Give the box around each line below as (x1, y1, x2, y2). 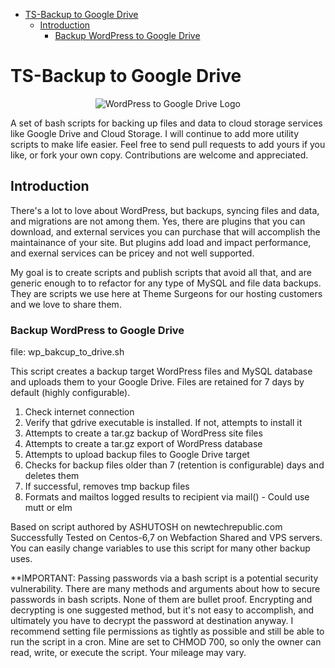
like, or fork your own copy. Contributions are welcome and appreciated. (10, 149, 309, 161)
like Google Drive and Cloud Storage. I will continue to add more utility (10, 127, 300, 139)
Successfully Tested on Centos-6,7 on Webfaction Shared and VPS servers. (10, 532, 323, 544)
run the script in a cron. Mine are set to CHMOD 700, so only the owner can (10, 636, 322, 648)
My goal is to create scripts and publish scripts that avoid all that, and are (10, 266, 312, 278)
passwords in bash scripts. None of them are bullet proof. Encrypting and (10, 594, 313, 606)
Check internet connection (24, 406, 135, 418)
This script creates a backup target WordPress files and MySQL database (10, 365, 313, 378)
